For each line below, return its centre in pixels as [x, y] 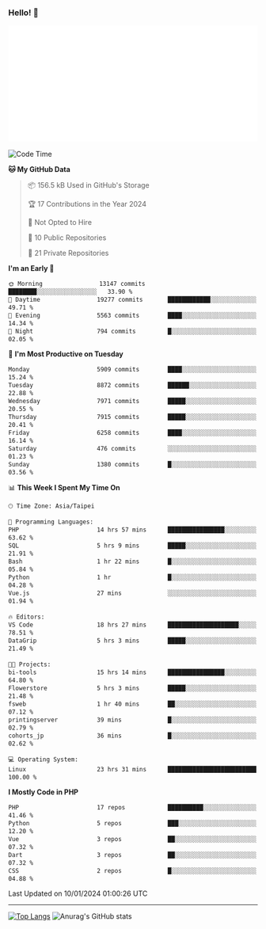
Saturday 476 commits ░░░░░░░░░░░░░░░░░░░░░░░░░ [133, 449]
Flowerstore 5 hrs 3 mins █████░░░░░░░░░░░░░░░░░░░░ [133, 688]
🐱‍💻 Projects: [30, 664]
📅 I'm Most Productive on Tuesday [66, 354]
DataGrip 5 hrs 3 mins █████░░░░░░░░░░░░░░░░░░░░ [133, 641]
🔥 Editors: [27, 617]
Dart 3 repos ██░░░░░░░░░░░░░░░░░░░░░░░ [133, 855]
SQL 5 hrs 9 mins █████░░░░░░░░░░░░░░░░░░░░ [133, 546]
